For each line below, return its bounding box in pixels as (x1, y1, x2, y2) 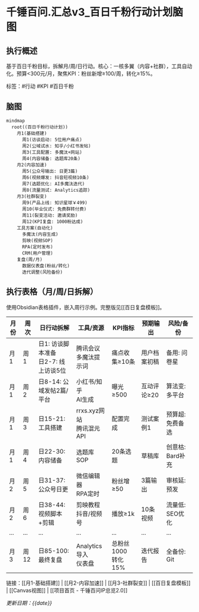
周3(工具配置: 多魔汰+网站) (21, 149, 82, 155)
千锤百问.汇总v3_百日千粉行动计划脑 (6, 5, 184, 19)
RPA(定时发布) (21, 244, 53, 250)
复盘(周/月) (17, 256, 43, 262)
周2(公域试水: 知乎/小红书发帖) (21, 143, 91, 149)
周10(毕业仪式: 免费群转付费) (21, 206, 87, 212)
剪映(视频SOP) (21, 237, 53, 243)
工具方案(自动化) (17, 225, 53, 231)
